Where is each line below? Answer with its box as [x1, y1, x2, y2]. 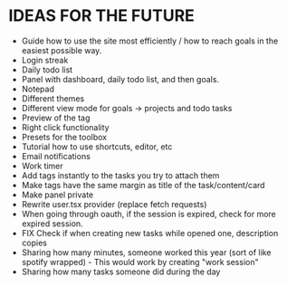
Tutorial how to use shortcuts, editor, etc [21, 141, 173, 152]
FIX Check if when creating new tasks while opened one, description [21, 227, 279, 238]
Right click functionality [21, 121, 110, 132]
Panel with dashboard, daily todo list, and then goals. [21, 73, 219, 84]
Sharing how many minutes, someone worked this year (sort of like [21, 246, 272, 258]
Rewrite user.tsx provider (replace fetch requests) [21, 198, 207, 209]
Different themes [21, 92, 85, 104]
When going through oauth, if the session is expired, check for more [21, 208, 277, 219]
